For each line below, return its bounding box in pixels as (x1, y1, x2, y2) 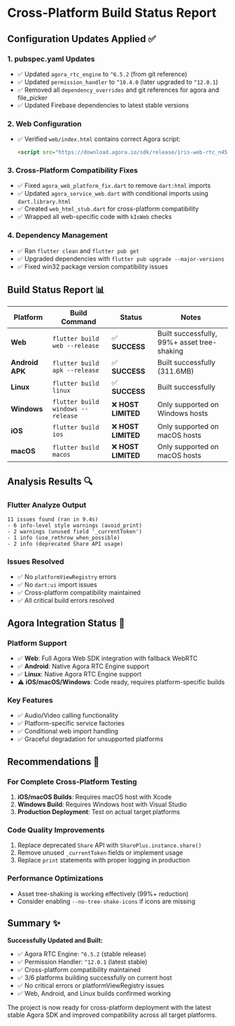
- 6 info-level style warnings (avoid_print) (7, 522, 142, 529)
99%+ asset (157, 338, 198, 347)
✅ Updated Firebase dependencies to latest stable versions (17, 100, 190, 109)
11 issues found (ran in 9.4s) (7, 516, 99, 524)
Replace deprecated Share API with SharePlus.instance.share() (17, 841, 202, 850)
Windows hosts (157, 408, 208, 418)
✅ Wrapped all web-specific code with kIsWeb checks (17, 213, 172, 221)
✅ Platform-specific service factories (17, 719, 124, 728)
